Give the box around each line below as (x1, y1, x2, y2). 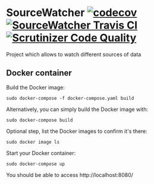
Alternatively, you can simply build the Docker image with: (6, 106, 149, 113)
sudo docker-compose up (6, 161, 65, 167)
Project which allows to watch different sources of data (6, 50, 142, 58)
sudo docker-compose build (6, 117, 73, 123)
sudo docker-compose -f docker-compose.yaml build (6, 95, 134, 101)
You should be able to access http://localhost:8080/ (6, 171, 134, 178)
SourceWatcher (6, 6, 85, 20)
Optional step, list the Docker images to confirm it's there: (6, 128, 147, 135)
